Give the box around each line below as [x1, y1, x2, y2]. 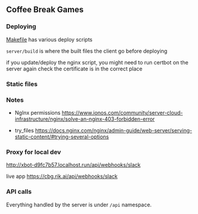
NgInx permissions [14, 109, 61, 116]
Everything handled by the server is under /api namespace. [6, 201, 152, 208]
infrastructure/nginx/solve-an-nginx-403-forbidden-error [14, 115, 155, 122]
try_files [14, 127, 34, 134]
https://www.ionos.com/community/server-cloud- [61, 109, 183, 116]
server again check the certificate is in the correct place [6, 65, 143, 72]
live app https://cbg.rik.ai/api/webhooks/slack [6, 173, 118, 180]
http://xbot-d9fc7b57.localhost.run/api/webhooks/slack [6, 161, 141, 168]
